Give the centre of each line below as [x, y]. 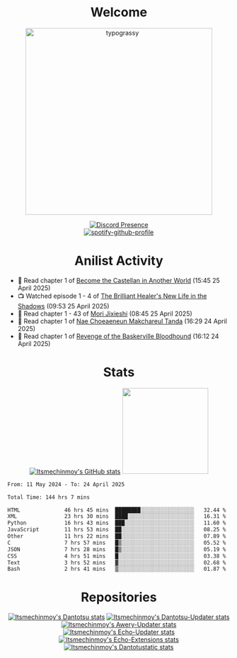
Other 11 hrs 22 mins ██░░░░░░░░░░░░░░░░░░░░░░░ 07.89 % [117, 536]
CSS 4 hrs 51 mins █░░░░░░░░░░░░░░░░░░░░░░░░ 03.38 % [117, 556]
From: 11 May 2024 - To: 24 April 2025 [66, 484]
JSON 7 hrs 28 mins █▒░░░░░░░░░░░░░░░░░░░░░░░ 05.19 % [117, 549]
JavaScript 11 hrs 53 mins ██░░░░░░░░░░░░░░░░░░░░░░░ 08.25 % [117, 530]
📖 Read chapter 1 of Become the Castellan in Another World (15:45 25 [119, 280]
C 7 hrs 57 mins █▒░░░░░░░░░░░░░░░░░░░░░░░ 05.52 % [117, 543]
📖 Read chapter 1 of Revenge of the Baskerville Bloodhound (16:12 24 [118, 336]
